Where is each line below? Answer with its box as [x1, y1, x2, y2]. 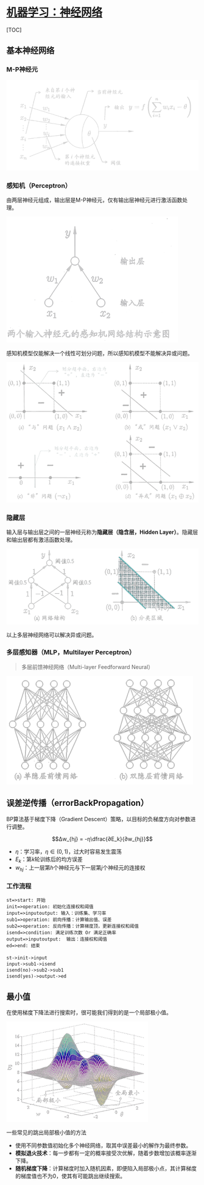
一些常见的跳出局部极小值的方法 [6, 1129, 86, 1136]
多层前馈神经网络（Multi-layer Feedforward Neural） [21, 663, 154, 670]
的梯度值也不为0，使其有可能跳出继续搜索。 [15, 1172, 126, 1180]
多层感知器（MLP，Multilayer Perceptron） [6, 648, 136, 657]
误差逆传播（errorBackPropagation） [6, 798, 149, 808]
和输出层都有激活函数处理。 [6, 536, 76, 544]
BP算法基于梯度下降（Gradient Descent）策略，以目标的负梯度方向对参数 [6, 815, 191, 822]
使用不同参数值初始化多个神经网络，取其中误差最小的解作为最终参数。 [15, 1142, 192, 1150]
